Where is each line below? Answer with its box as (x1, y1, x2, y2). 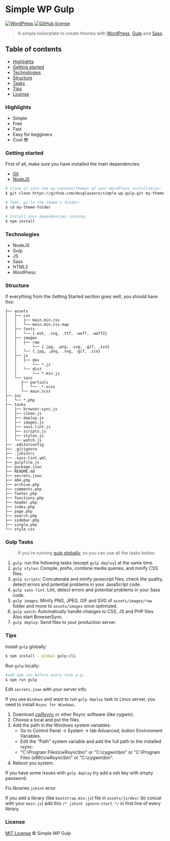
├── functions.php (5, 496, 44, 501)
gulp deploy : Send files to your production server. (12, 619, 116, 625)
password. (5, 775, 27, 782)
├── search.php (5, 514, 37, 519)
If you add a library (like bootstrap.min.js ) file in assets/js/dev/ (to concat (5, 795, 162, 801)
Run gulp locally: (5, 663, 40, 669)
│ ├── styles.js (5, 433, 44, 438)
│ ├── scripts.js (5, 429, 47, 434)
